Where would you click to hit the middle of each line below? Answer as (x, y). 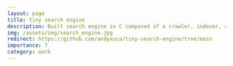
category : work (29, 52)
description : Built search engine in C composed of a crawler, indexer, (114, 26)
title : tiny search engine (46, 20)
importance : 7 (28, 45)
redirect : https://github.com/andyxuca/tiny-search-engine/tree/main (110, 39)
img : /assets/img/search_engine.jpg (60, 33)
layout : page (26, 13)
